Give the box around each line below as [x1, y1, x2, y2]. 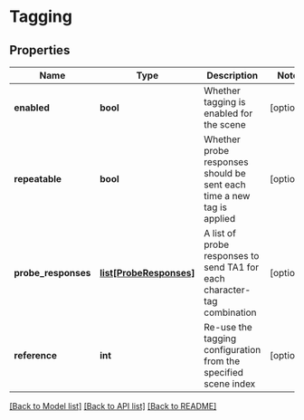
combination [203, 306, 257, 319]
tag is [203, 201, 228, 214]
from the [203, 355, 241, 367]
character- [203, 283, 252, 296]
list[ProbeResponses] [99, 267, 195, 279]
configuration [203, 344, 261, 356]
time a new [203, 190, 251, 202]
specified [203, 367, 244, 378]
